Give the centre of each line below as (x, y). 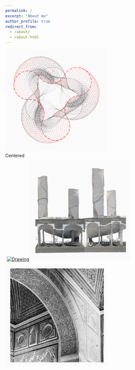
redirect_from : (21, 27)
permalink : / (19, 11)
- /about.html (24, 37)
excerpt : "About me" (27, 16)
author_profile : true (28, 21)
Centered (15, 156)
